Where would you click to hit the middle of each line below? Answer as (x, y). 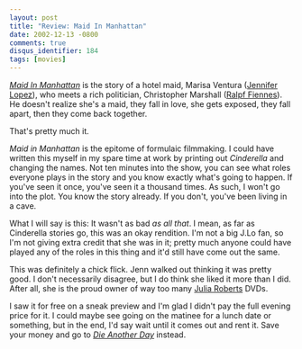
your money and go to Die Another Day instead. (98, 335)
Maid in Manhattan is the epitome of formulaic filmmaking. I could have (142, 148)
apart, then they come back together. (78, 114)
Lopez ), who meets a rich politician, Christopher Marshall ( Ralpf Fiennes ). (146, 94)
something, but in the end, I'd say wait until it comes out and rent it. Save (144, 325)
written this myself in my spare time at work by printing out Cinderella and (146, 158)
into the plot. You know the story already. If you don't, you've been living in (148, 196)
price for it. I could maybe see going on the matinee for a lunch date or (141, 315)
